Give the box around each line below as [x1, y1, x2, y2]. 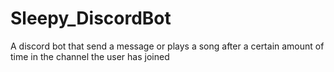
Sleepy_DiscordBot [10, 7, 172, 30]
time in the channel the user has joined [10, 50, 170, 62]
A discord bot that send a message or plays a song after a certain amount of [10, 40, 325, 52]
